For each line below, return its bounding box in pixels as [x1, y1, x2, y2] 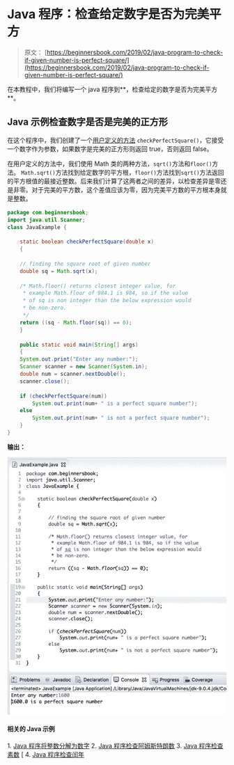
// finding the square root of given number [19, 260, 151, 267]
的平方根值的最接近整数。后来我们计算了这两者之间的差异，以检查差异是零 [7, 177, 221, 185]
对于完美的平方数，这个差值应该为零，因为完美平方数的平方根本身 [31, 185, 221, 194]
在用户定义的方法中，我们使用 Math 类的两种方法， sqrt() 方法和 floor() [7, 159, 212, 168]
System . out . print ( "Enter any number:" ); [19, 356, 139, 363]
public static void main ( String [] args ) [19, 341, 139, 348]
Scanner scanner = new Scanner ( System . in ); [19, 363, 148, 370]
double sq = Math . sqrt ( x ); [19, 267, 98, 275]
